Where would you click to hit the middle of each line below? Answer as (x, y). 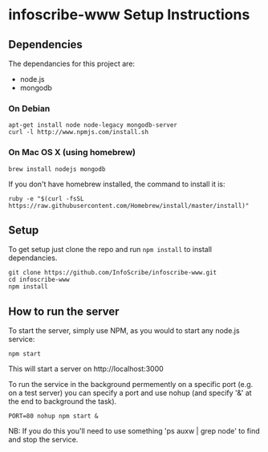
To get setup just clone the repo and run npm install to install (110, 250)
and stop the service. (43, 440)
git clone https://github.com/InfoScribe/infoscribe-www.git (113, 273)
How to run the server (64, 311)
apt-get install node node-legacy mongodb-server (93, 125)
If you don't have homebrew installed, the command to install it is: (117, 184)
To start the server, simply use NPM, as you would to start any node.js (124, 331)
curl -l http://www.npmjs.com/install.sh (79, 132)
